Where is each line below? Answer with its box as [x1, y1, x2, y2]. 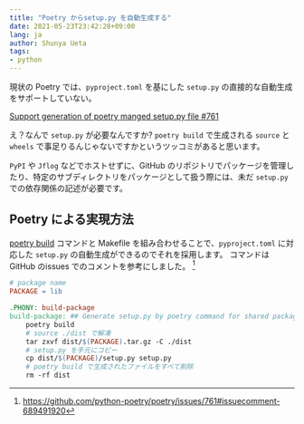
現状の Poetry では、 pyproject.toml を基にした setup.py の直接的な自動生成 [9, 82, 293, 92]
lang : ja [9, 30, 43, 39]
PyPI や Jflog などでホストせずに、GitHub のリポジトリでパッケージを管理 [9, 160, 287, 170]
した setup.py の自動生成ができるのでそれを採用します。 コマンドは [16, 248, 270, 259]
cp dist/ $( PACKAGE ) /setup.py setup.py [25, 354, 172, 363]
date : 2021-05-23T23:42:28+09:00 [9, 22, 136, 31]
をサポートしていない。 [9, 92, 97, 103]
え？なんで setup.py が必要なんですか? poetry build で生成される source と [9, 130, 290, 140]
